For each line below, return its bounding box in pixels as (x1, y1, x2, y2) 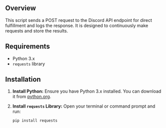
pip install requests (12, 118, 57, 124)
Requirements (5, 42, 50, 51)
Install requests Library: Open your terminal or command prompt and (12, 103, 155, 109)
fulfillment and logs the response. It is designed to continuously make (5, 22, 148, 28)
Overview (5, 4, 36, 12)
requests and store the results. (5, 27, 68, 34)
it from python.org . (12, 94, 51, 100)
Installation (5, 75, 41, 84)
